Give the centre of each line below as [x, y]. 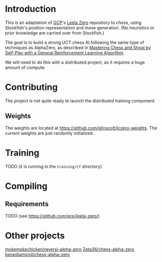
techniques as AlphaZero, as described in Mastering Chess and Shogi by [78, 47]
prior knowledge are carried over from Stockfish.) [55, 33]
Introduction [31, 9]
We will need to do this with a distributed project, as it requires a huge [75, 62]
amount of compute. [26, 67]
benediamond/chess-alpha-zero [37, 254]
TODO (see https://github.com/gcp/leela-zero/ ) [52, 216]
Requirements [27, 204]
